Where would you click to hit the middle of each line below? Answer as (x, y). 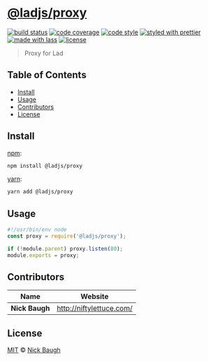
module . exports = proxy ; (43, 255)
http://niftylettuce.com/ (95, 309)
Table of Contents (47, 75)
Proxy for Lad (44, 53)
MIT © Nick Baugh (34, 350)
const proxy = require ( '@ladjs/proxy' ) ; (67, 236)
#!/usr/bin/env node (37, 230)
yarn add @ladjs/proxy (40, 192)
